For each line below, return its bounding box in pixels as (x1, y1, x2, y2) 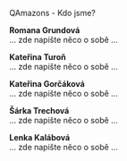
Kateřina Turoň (9, 52, 66, 62)
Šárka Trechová (9, 106, 70, 115)
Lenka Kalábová (9, 132, 71, 142)
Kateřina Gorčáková (9, 79, 85, 89)
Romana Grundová (9, 25, 80, 35)
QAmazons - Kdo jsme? (9, 8, 97, 18)
